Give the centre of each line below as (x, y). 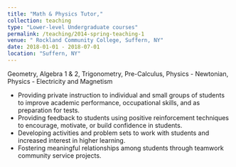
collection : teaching (39, 21)
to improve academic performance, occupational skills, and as (109, 102)
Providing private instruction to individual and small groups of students (121, 95)
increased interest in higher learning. (71, 140)
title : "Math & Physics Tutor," (55, 14)
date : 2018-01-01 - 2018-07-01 (54, 47)
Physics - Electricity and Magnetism (60, 81)
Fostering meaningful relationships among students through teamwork (120, 148)
